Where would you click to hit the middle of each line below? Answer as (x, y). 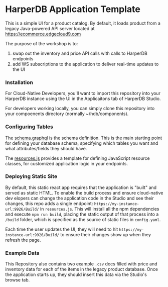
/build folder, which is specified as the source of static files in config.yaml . (83, 219)
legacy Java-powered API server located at (50, 28)
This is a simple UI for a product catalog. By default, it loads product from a (83, 23)
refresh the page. (23, 240)
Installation (19, 82)
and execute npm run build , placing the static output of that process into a (82, 214)
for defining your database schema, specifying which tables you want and (82, 143)
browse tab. (18, 280)
